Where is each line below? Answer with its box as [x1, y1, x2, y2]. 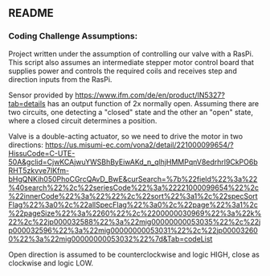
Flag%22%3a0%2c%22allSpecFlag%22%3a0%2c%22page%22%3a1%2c [8, 200, 259, 209]
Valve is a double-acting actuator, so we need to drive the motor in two [8, 131, 243, 141]
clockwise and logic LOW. [8, 257, 94, 268]
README [8, 6, 54, 20]
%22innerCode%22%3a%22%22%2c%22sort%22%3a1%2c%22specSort [8, 191, 259, 200]
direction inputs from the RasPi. [8, 74, 112, 84]
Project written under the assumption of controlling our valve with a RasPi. [8, 48, 254, 59]
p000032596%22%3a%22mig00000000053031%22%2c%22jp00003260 [8, 225, 259, 235]
